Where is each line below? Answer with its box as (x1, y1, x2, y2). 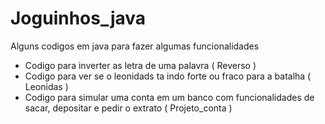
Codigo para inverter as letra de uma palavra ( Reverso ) (24, 59, 257, 71)
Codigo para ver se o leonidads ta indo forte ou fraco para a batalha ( (24, 70, 312, 82)
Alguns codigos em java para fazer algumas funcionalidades (10, 40, 260, 52)
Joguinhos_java (10, 7, 147, 30)
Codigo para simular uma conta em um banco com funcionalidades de (24, 91, 315, 103)
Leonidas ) (24, 80, 69, 92)
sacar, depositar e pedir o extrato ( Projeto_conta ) (24, 102, 233, 114)
